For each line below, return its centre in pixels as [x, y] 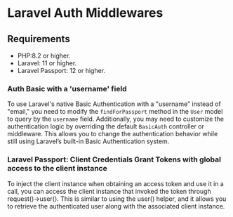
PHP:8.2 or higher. [44, 55]
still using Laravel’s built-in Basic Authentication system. [88, 141]
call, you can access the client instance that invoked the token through [109, 191]
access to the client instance [57, 169]
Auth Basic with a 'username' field [67, 88]
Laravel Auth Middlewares [85, 13]
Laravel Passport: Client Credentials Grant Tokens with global [114, 159]
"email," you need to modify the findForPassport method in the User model [115, 112]
